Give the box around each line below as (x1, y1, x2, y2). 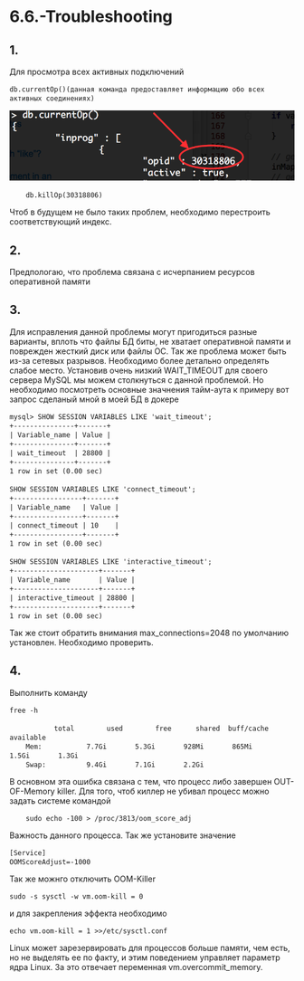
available (9, 733, 47, 742)
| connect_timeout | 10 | (9, 520, 119, 530)
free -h (9, 706, 39, 715)
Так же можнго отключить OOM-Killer (9, 873, 157, 884)
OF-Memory (9, 786, 56, 796)
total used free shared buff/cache (53, 724, 270, 733)
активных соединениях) (9, 94, 95, 103)
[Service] (9, 848, 47, 857)
